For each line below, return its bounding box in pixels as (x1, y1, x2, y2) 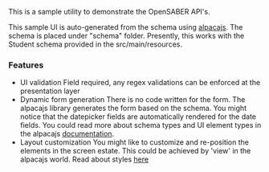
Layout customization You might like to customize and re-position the (19, 137, 249, 147)
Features (8, 59, 44, 71)
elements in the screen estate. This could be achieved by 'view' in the (19, 146, 251, 156)
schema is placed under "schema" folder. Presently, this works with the (8, 31, 245, 40)
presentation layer (19, 86, 80, 96)
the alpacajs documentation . (19, 129, 115, 139)
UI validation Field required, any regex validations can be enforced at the (19, 78, 261, 88)
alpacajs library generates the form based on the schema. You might (19, 104, 247, 113)
